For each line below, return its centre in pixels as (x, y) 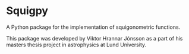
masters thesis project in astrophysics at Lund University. (76, 45)
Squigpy (27, 11)
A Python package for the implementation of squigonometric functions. (93, 27)
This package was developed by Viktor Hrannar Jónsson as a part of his (94, 38)
